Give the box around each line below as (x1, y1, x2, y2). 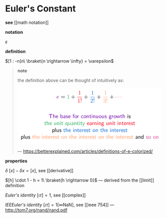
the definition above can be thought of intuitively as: (17, 77, 124, 83)
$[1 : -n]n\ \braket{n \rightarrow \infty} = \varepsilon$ (5, 58, 114, 64)
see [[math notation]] (5, 19, 49, 25)
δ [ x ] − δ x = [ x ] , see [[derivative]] (5, 167, 74, 173)
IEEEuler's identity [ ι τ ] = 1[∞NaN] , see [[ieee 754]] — (5, 202, 114, 208)
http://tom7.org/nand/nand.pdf (5, 207, 68, 213)
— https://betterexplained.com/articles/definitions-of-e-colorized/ (17, 148, 153, 154)
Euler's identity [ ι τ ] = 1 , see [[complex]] (5, 192, 86, 198)
